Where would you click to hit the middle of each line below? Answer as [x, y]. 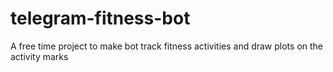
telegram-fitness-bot [100, 18]
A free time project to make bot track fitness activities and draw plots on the [167, 46]
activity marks [39, 56]
